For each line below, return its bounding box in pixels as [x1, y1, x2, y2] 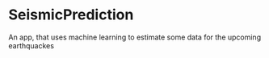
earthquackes [8, 40, 55, 50]
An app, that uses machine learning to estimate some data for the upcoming [8, 32, 261, 42]
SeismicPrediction [8, 6, 134, 24]
